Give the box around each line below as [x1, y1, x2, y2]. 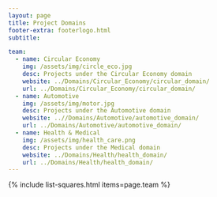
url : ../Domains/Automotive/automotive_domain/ [22, 122, 181, 130]
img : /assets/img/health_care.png [22, 136, 136, 144]
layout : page [8, 11, 51, 20]
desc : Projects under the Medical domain [22, 143, 160, 151]
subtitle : [8, 33, 41, 42]
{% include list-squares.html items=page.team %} [8, 180, 171, 190]
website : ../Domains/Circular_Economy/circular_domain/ [22, 77, 211, 85]
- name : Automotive [15, 92, 80, 100]
